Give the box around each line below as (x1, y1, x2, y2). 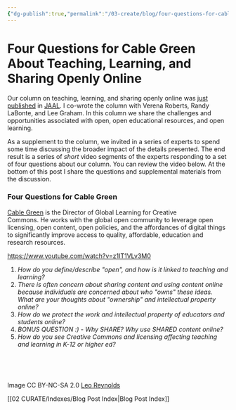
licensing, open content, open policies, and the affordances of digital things (7, 223, 226, 231)
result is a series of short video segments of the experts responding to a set (7, 152, 227, 160)
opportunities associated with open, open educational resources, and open (7, 116, 225, 124)
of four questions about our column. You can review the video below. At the (7, 160, 226, 168)
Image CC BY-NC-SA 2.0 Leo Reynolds (7, 380, 121, 389)
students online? (17, 317, 65, 326)
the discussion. (7, 174, 51, 183)
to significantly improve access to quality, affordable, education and (7, 230, 204, 239)
